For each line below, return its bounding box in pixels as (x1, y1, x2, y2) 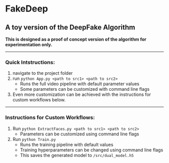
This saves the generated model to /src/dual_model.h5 (20, 152, 134, 158)
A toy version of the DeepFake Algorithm (5, 23, 136, 32)
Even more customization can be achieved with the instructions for (12, 91, 151, 98)
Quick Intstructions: (5, 59, 55, 66)
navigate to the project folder (12, 70, 73, 76)
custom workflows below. (12, 97, 66, 103)
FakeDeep (5, 3, 48, 15)
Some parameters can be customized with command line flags (20, 86, 150, 92)
